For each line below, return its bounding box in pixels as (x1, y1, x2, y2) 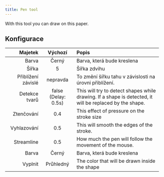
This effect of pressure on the (76, 108, 145, 114)
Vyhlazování (10, 125, 39, 132)
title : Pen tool (5, 7, 38, 12)
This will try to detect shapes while (76, 88, 156, 94)
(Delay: (49, 93, 66, 100)
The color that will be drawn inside (76, 157, 156, 164)
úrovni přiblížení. (76, 79, 115, 86)
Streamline (14, 139, 39, 146)
